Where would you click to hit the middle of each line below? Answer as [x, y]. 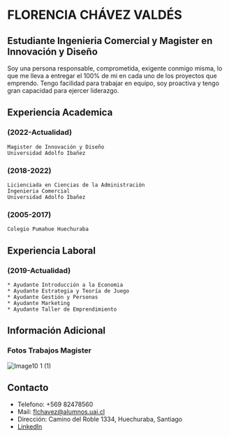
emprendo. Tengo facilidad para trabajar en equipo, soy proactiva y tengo [113, 83]
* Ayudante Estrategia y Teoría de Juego [68, 291]
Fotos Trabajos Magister [50, 350]
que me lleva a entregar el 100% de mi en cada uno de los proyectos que [112, 76]
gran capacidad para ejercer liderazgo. [63, 90]
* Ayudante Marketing [39, 303]
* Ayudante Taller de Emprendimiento [62, 309]
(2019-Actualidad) [39, 270]
